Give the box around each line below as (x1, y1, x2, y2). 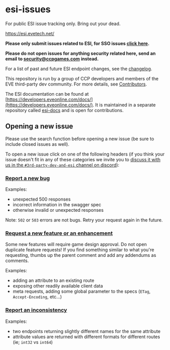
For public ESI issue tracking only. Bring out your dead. (5, 20, 121, 27)
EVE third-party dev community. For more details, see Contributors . (5, 81, 147, 87)
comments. (5, 257, 29, 264)
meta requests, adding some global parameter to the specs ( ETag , (12, 288, 151, 295)
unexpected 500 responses (12, 196, 71, 203)
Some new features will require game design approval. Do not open (5, 242, 147, 248)
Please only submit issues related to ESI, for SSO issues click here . (5, 40, 150, 47)
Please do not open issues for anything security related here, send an (5, 50, 156, 56)
